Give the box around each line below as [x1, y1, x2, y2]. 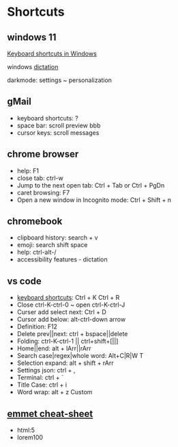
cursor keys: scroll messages [16, 128, 100, 137]
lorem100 [16, 433, 43, 442]
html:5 [16, 426, 35, 435]
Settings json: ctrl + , [16, 366, 76, 374]
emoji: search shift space [16, 241, 88, 249]
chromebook [7, 216, 63, 227]
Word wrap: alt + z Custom [16, 388, 93, 396]
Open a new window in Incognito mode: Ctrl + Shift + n [16, 196, 172, 204]
